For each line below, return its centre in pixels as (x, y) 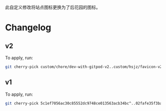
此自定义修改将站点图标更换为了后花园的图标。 (53, 7)
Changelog (28, 28)
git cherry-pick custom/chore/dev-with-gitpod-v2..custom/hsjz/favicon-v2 (84, 67)
